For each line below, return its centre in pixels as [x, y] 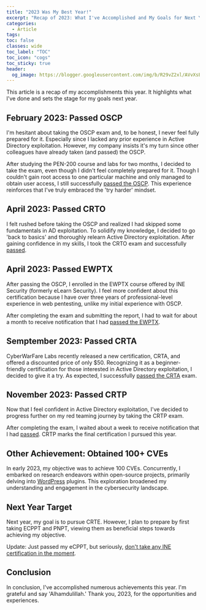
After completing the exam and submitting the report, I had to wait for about [102, 315]
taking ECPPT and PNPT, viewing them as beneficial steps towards [91, 528]
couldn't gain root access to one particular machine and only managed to [99, 177]
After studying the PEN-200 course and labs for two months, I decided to [99, 164]
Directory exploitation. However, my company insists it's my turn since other [103, 146]
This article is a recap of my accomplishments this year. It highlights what [99, 92]
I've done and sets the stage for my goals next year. [72, 99]
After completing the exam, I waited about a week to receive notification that [103, 428]
